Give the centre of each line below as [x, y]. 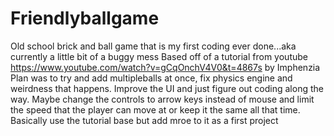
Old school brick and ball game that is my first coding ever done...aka [153, 46]
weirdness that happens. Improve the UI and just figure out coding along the [167, 88]
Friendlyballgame [85, 18]
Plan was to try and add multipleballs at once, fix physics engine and [151, 78]
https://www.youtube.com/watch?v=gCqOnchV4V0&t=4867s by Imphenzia [165, 67]
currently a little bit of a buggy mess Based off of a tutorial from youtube [159, 56]
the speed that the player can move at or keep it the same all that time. [155, 109]
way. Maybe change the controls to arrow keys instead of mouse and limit [162, 99]
